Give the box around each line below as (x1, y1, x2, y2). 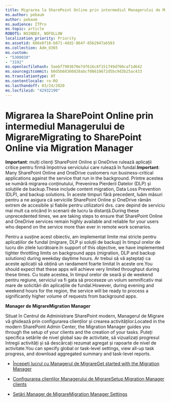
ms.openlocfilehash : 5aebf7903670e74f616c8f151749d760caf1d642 (5, 64, 142, 69)
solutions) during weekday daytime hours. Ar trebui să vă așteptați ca (5, 255, 151, 262)
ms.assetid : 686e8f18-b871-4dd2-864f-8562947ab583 (5, 41, 115, 46)
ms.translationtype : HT (5, 74, 56, 79)
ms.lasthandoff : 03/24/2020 (5, 83, 65, 88)
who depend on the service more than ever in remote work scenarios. (5, 224, 152, 230)
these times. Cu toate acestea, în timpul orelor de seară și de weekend (5, 272, 153, 278)
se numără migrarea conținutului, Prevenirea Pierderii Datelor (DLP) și (5, 181, 151, 187)
